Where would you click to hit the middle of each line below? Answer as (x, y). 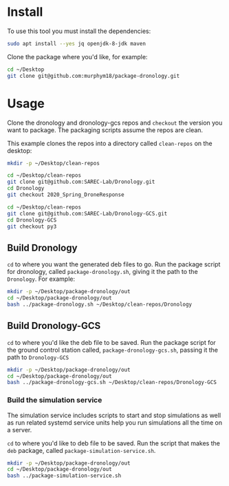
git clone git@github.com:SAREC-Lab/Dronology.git (81, 182)
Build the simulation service (55, 400)
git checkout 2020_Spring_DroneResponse (66, 195)
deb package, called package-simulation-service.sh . (81, 450)
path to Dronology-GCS (38, 357)
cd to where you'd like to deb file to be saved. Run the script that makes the (113, 443)
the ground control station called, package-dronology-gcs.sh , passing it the (113, 350)
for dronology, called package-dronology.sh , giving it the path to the (102, 272)
